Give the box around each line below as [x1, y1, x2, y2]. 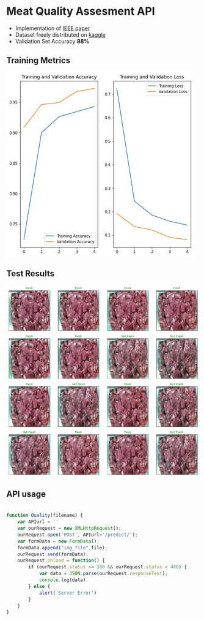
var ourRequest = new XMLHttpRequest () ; [17, 525, 122, 532]
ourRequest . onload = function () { [17, 557, 105, 564]
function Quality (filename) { [6, 513, 84, 519]
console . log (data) [38, 577, 86, 583]
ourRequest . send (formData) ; [17, 551, 89, 557]
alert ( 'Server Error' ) [38, 590, 97, 596]
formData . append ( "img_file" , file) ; [17, 544, 108, 551]
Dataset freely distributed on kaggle [15, 31, 106, 38]
